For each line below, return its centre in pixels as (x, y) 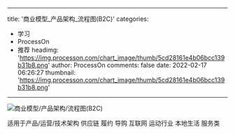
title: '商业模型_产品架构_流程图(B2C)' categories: (78, 19)
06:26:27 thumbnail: (46, 73)
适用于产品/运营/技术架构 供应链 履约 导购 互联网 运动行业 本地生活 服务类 (114, 123)
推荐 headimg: (38, 50)
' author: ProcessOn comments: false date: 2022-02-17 (128, 65)
